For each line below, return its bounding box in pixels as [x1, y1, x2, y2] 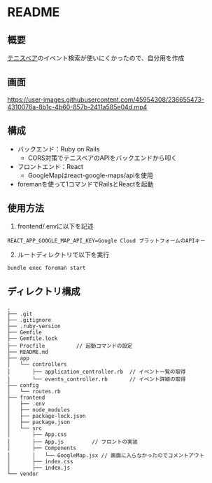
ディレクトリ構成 [7, 285, 80, 297]
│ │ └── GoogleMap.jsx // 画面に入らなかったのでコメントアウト [7, 452, 205, 459]
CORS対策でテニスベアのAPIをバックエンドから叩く [27, 154, 177, 162]
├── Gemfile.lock [7, 335, 58, 342]
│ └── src [7, 425, 42, 432]
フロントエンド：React [17, 162, 84, 170]
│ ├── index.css [7, 458, 73, 465]
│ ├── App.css [7, 431, 68, 438]
